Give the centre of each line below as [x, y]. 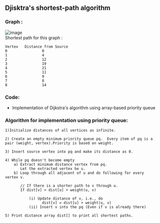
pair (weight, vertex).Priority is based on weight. [59, 143]
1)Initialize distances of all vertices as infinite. [61, 130]
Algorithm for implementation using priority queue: [67, 120]
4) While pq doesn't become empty [40, 160]
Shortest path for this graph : [34, 37]
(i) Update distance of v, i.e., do [66, 199]
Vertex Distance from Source [37, 46]
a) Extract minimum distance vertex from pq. [61, 165]
